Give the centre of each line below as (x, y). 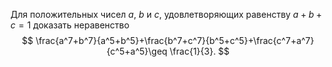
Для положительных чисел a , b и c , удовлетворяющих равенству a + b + (166, 14)
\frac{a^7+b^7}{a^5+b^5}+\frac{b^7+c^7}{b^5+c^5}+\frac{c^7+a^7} (175, 40)
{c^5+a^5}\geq (137, 51)
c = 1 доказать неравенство (70, 25)
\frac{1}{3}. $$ (199, 51)
